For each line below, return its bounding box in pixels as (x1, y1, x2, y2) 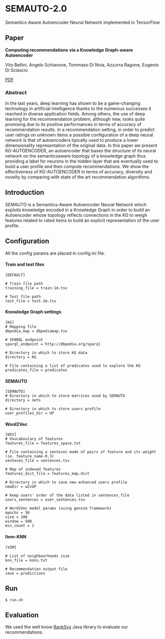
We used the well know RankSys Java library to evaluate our (5, 624, 128, 630)
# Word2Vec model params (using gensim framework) (5, 506, 112, 511)
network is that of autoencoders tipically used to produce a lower (5, 137, 139, 143)
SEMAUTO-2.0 (5, 3, 67, 14)
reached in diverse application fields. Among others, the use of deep (5, 111, 145, 117)
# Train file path (5, 281, 43, 286)
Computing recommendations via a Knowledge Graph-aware (5, 47, 133, 53)
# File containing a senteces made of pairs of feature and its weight (5, 450, 156, 455)
